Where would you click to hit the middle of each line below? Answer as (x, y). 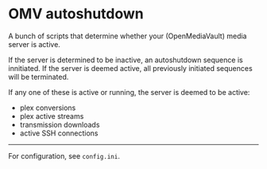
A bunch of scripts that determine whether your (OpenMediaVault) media (128, 36)
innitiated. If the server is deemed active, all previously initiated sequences (130, 68)
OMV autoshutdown (76, 14)
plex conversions (48, 108)
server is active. (35, 44)
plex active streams (52, 116)
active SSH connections (59, 133)
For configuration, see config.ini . (64, 155)
